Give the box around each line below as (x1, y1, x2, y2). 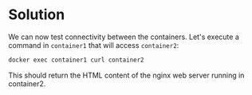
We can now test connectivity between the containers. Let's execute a (8, 32, 239, 42)
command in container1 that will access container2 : (8, 40, 179, 49)
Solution (8, 6, 65, 24)
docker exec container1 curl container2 (8, 56, 145, 64)
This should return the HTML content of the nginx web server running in (8, 70, 245, 80)
